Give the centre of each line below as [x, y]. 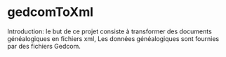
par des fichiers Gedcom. [44, 46]
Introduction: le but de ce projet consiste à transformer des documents [109, 31]
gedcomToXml [50, 12]
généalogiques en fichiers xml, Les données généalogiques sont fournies [113, 38]
